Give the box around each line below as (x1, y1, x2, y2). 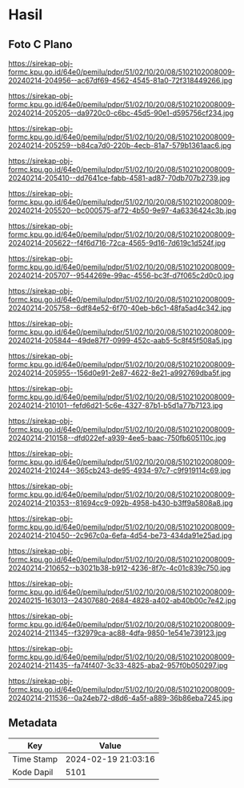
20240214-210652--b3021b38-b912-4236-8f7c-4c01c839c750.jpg (8, 563, 231, 573)
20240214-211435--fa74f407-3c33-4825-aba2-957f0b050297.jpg (8, 661, 228, 670)
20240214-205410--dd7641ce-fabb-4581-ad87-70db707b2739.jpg (8, 174, 230, 182)
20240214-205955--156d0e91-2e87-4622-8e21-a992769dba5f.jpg (8, 368, 231, 378)
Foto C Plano (8, 38, 73, 51)
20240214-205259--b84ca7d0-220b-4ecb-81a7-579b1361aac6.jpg (8, 141, 232, 150)
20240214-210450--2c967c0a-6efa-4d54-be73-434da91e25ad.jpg (8, 530, 233, 540)
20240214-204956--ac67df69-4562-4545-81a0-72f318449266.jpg (8, 76, 233, 85)
